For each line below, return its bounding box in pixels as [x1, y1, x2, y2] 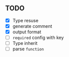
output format [12, 29, 41, 35]
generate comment [12, 23, 52, 29]
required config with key [12, 35, 64, 40]
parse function [12, 46, 44, 52]
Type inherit [12, 40, 38, 46]
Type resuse [12, 17, 39, 23]
